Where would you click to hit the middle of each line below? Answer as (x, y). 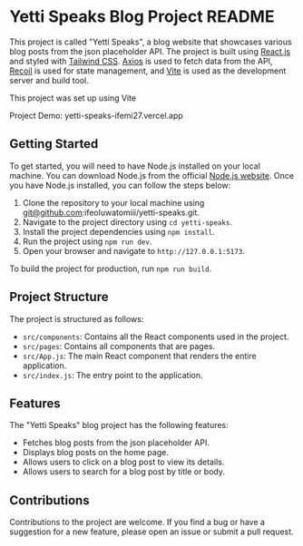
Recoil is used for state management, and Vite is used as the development (148, 71)
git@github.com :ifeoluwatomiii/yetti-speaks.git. (111, 212)
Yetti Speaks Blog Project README (142, 17)
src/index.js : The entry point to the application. (112, 375)
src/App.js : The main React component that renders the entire (139, 356)
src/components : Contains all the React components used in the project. (156, 336)
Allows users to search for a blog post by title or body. (123, 472)
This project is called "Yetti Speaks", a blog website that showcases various (151, 42)
